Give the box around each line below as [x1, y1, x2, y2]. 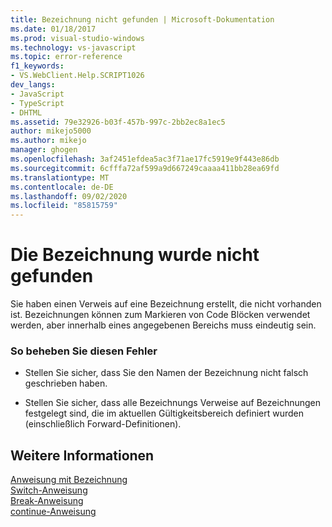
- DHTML [10, 107, 43, 118]
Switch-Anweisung [10, 484, 88, 496]
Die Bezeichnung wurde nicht [10, 244, 260, 266]
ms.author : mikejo [10, 136, 87, 146]
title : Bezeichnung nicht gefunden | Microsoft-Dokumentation [10, 14, 275, 25]
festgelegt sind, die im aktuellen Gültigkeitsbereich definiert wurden [24, 407, 305, 420]
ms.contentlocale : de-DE [10, 182, 114, 192]
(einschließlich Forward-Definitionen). [24, 418, 182, 430]
